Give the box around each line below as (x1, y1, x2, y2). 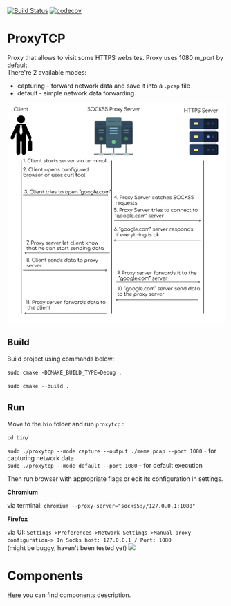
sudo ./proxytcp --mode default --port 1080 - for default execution (7, 462, 203, 470)
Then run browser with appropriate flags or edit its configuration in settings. (7, 475, 223, 483)
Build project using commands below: (7, 354, 115, 363)
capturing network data (7, 454, 74, 462)
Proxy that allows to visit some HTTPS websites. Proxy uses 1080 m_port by (7, 53, 223, 61)
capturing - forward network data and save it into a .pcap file (17, 82, 190, 90)
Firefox (7, 515, 28, 523)
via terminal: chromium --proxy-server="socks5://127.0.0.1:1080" (7, 502, 196, 510)
